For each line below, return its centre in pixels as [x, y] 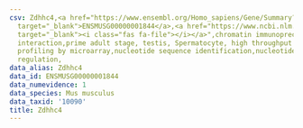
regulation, [40, 59]
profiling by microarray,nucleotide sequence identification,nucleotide [157, 51]
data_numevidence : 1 [48, 85]
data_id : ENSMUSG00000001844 [64, 77]
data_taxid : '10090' [48, 101]
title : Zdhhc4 [36, 110]
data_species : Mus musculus [62, 93]
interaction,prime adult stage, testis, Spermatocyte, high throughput [155, 43]
